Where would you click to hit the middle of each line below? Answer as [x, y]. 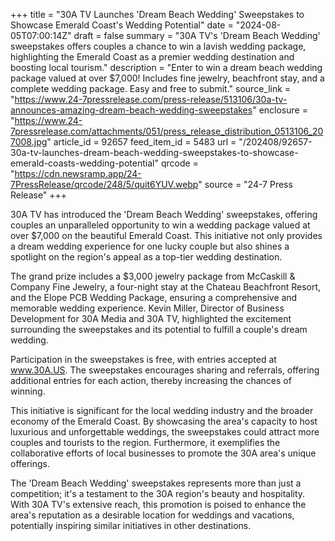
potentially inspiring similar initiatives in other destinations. [131, 525]
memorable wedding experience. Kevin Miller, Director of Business [147, 308]
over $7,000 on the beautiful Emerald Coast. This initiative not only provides [166, 235]
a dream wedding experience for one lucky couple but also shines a [150, 246]
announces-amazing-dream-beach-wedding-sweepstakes [131, 110]
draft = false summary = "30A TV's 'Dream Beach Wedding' [197, 35]
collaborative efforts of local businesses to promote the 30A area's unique [163, 453]
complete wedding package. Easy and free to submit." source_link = [151, 88]
